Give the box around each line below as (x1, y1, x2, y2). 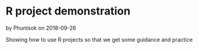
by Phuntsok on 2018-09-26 (5, 24, 76, 31)
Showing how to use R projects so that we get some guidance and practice (5, 36, 193, 43)
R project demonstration (5, 4, 131, 18)
